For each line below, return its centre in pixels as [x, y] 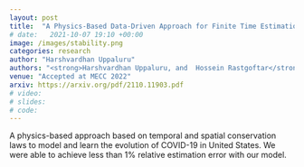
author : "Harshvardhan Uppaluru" [72, 60]
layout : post [34, 18]
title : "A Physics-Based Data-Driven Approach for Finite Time [133, 26]
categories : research [50, 51]
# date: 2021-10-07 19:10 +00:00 [76, 34]
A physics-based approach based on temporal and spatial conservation [143, 135]
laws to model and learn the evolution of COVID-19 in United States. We [142, 145]
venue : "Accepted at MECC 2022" [70, 77]
